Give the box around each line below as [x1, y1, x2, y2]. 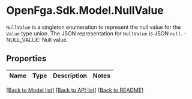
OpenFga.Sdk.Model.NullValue [6, 4, 164, 17]
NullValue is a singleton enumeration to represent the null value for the [6, 23, 181, 31]
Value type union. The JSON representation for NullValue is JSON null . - [6, 29, 187, 37]
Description [53, 71, 87, 80]
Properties [6, 53, 47, 64]
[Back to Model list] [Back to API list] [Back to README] [6, 86, 144, 94]
